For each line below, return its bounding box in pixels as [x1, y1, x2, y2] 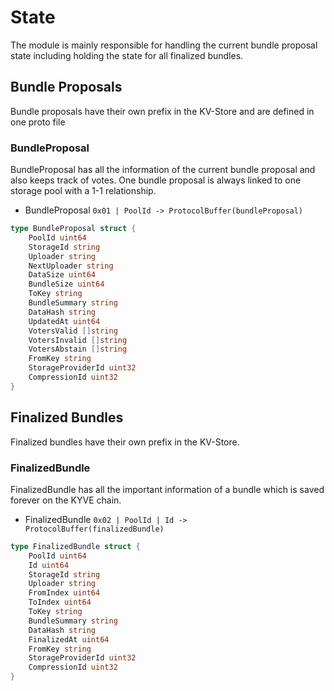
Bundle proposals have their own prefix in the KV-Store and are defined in [10, 105, 315, 117]
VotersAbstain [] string [28, 344, 128, 355]
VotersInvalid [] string [28, 335, 128, 345]
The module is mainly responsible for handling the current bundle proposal [10, 39, 318, 51]
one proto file [10, 116, 66, 128]
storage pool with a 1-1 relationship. [10, 185, 157, 197]
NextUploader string [28, 261, 114, 271]
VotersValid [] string [28, 326, 118, 336]
